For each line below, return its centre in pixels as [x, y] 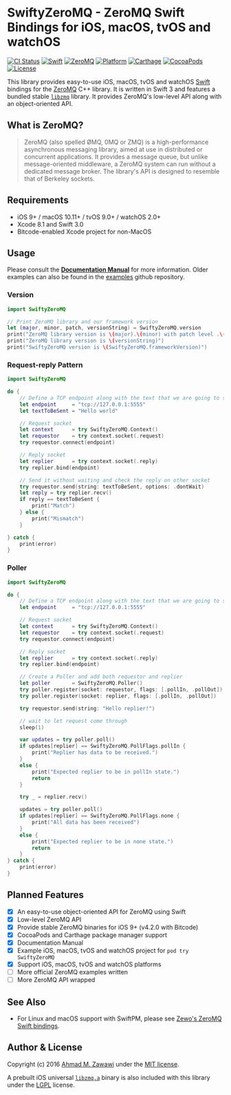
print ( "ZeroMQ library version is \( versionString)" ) [86, 341]
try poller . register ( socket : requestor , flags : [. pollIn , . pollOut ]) [121, 690]
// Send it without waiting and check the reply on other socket [115, 480]
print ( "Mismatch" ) [58, 518]
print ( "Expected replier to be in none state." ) [103, 841]
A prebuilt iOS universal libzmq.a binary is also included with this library [109, 1077]
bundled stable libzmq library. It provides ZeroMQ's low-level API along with [114, 96]
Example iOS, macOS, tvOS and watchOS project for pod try [103, 951]
